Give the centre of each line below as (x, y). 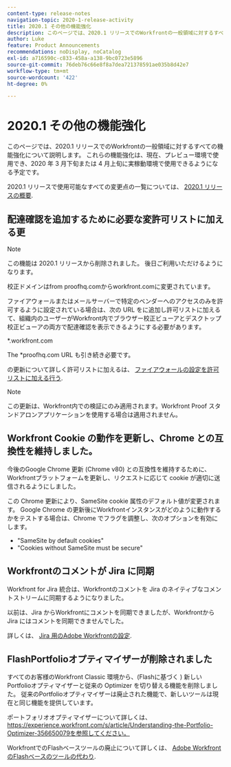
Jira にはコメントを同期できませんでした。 (67, 620)
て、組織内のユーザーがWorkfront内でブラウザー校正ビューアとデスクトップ (114, 318)
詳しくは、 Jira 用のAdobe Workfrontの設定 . (69, 635)
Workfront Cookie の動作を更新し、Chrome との (111, 439)
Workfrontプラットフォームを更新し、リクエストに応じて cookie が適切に (111, 477)
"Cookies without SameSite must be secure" (80, 548)
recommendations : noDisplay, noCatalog (64, 52)
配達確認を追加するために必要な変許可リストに (107, 219)
